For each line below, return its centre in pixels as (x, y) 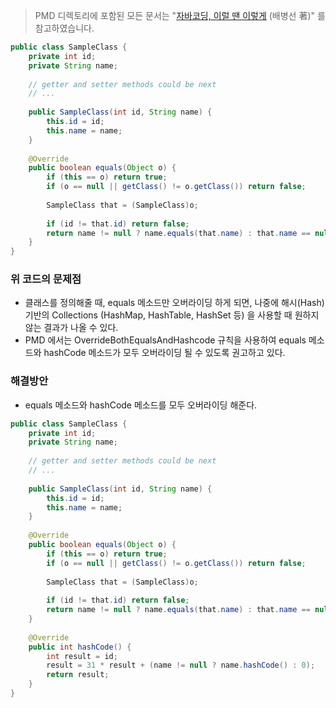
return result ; (78, 675)
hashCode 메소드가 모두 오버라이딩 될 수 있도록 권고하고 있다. (164, 353)
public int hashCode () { (80, 647)
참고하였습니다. (64, 28)
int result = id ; (82, 656)
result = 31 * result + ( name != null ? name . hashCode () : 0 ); (181, 665)
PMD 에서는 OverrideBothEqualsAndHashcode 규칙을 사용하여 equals (165, 340)
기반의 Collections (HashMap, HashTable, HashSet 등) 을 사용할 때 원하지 (172, 315)
